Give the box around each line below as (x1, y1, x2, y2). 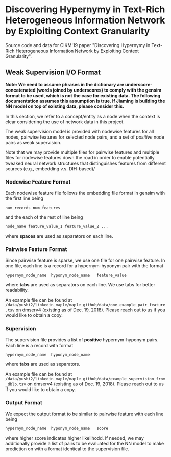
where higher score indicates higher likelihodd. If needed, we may (5, 435, 144, 441)
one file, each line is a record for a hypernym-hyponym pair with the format (5, 263, 164, 269)
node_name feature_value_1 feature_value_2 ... (5, 224, 109, 230)
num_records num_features (5, 205, 60, 211)
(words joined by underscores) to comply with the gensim (36, 87, 162, 93)
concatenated (5, 87, 36, 93)
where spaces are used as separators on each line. (5, 233, 113, 239)
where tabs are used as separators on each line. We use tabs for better (5, 282, 156, 288)
